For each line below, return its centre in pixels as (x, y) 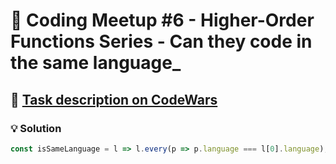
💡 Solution (36, 128)
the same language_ (96, 63)
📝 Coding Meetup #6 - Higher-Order (162, 20)
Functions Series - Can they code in (161, 41)
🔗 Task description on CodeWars (114, 99)
